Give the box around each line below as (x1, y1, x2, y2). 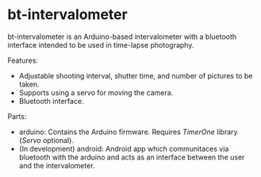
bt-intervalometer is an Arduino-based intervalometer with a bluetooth (7, 32, 237, 41)
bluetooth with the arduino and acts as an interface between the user (18, 152, 245, 162)
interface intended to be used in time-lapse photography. (7, 40, 194, 49)
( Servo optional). (18, 135, 75, 144)
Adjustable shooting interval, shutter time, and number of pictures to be (18, 71, 253, 80)
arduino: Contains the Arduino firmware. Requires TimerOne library (18, 127, 238, 137)
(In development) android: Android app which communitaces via (18, 144, 229, 153)
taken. (18, 79, 40, 89)
